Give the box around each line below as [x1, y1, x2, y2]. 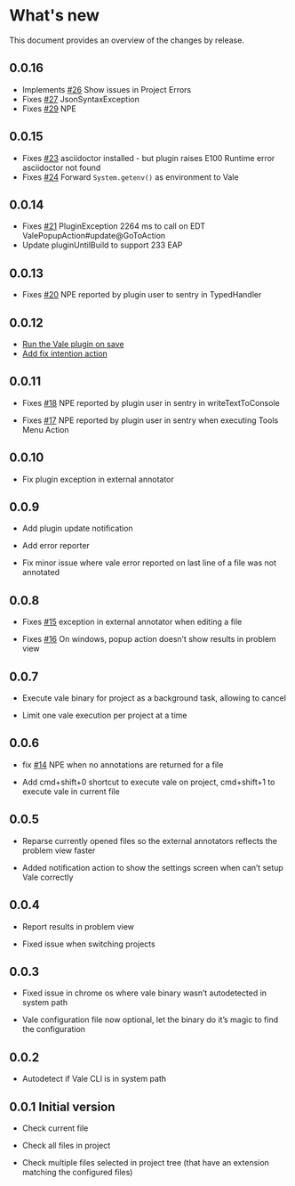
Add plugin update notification [21, 523, 133, 534]
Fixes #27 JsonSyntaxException [21, 93, 140, 104]
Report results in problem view [21, 921, 135, 931]
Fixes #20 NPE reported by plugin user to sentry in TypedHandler [21, 289, 262, 300]
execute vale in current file [21, 785, 120, 797]
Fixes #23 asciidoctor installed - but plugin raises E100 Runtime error [21, 152, 275, 163]
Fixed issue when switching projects [21, 938, 155, 949]
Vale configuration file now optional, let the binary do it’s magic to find [21, 1014, 279, 1025]
